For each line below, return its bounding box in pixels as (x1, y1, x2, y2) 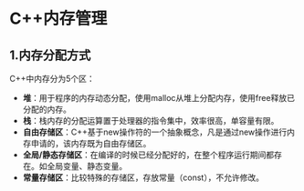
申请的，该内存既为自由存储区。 (30, 138, 152, 148)
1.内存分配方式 (9, 47, 91, 63)
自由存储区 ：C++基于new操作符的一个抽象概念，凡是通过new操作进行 (22, 126, 288, 137)
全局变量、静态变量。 (47, 161, 128, 171)
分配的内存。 (22, 104, 71, 115)
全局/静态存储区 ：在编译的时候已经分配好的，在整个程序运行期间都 (22, 149, 275, 160)
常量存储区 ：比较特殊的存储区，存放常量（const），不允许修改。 (22, 172, 265, 183)
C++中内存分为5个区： (9, 74, 96, 84)
